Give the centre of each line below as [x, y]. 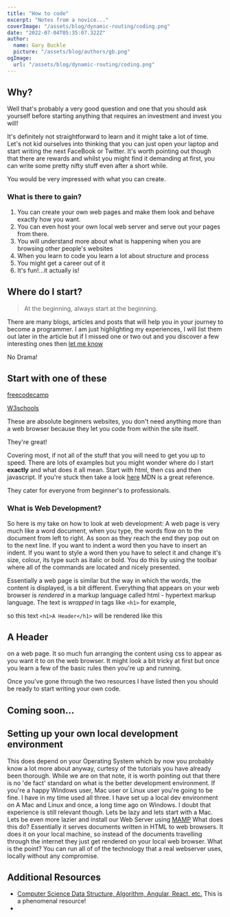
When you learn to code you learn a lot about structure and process [113, 255]
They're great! [27, 442]
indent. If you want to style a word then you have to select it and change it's [114, 553]
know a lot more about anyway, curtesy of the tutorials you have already [109, 768]
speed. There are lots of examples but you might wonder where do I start [111, 463]
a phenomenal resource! [51, 901]
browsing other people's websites [65, 248]
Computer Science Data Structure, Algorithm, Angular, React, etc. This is [120, 894]
